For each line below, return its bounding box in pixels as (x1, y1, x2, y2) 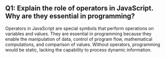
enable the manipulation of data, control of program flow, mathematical (5, 36, 152, 42)
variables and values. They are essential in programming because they (5, 30, 152, 37)
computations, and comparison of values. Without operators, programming (5, 41, 160, 47)
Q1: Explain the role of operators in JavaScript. (5, 4, 153, 13)
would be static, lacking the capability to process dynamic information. (5, 46, 152, 52)
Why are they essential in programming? (5, 12, 135, 21)
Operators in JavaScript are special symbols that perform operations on (5, 25, 154, 31)
